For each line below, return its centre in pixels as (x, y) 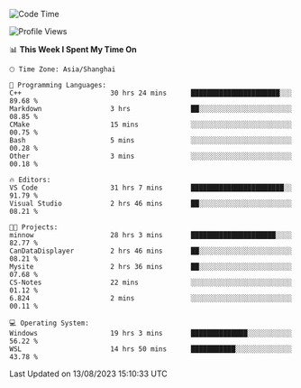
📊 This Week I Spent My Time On (73, 49)
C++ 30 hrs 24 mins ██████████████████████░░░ (151, 93)
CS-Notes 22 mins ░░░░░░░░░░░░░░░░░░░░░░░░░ (151, 282)
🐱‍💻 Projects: (34, 227)
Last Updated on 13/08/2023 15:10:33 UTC (89, 374)
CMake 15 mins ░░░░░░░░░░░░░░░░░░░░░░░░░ (151, 125)
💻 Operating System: (50, 323)
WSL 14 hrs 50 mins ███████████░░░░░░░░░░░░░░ (151, 349)
